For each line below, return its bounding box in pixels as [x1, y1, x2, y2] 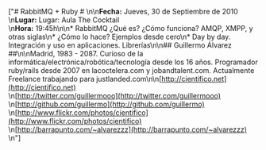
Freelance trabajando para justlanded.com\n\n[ [8, 75, 162, 83]
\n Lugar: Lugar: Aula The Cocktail [8, 15, 120, 25]
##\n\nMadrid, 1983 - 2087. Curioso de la [8, 49, 144, 58]
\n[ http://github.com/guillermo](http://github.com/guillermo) [8, 99, 205, 109]
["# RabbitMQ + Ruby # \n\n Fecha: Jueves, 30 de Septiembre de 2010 [8, 7, 238, 16]
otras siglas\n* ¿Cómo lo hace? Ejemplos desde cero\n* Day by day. [8, 32, 231, 41]
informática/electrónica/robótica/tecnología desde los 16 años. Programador [8, 57, 258, 67]
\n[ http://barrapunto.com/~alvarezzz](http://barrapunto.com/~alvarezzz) [8, 125, 248, 134]
